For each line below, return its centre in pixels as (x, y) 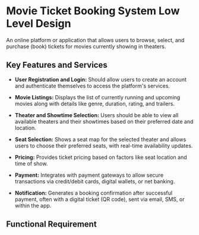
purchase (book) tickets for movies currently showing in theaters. (86, 46)
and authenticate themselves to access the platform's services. (92, 86)
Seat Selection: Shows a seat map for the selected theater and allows (100, 139)
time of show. (31, 163)
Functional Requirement (51, 224)
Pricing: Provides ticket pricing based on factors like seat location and (101, 157)
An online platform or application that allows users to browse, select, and (95, 40)
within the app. (33, 205)
